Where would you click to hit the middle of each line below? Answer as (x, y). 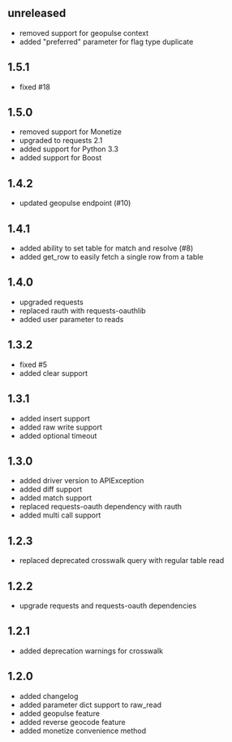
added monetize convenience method (83, 731)
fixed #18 (34, 87)
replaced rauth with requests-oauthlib (83, 310)
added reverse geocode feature (73, 722)
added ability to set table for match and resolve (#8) (106, 248)
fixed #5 (33, 364)
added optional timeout (58, 435)
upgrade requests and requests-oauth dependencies (108, 605)
